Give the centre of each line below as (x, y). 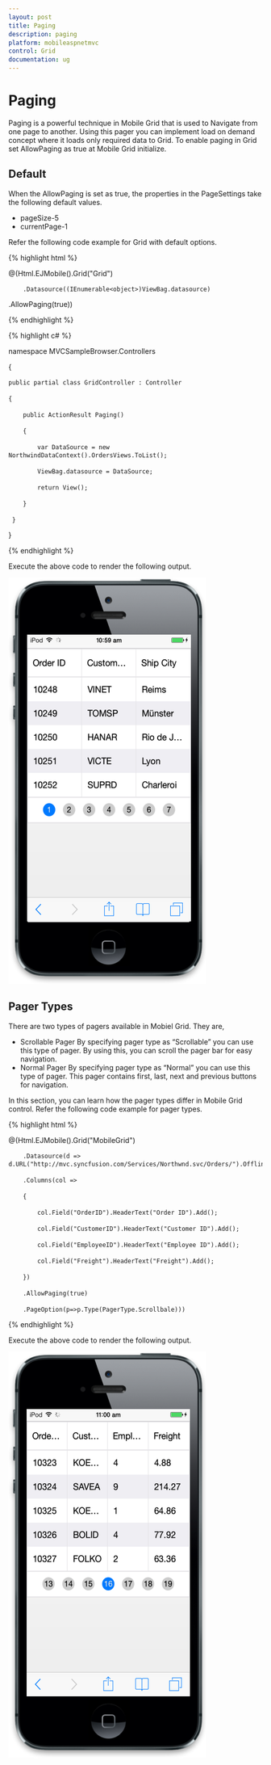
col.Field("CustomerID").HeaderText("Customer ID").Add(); (139, 1229)
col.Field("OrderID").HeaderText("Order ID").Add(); (128, 1212)
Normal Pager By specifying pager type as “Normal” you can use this (135, 1067)
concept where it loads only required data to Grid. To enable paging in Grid (133, 140)
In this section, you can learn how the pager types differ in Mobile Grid (126, 1100)
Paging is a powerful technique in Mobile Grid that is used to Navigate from (133, 123)
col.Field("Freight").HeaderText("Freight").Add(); (126, 1261)
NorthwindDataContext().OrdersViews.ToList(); (88, 455)
